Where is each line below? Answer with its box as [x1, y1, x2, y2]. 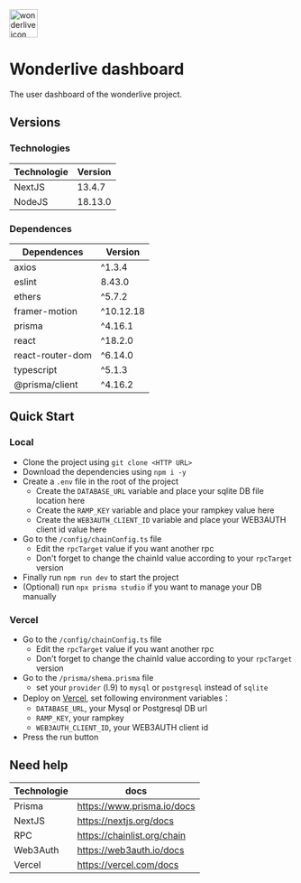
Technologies [9, 142, 70, 154]
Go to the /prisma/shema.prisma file [22, 672, 154, 683]
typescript [14, 363, 58, 376]
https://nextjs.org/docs [77, 814, 174, 827]
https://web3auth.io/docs [77, 843, 185, 856]
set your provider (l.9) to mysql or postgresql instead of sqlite [35, 682, 269, 692]
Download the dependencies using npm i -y [22, 466, 187, 477]
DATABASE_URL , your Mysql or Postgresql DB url [35, 702, 207, 713]
